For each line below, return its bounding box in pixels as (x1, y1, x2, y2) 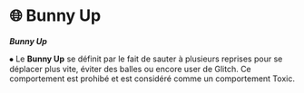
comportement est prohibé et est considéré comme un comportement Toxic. (9, 73, 295, 84)
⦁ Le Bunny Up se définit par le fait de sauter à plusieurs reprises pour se (9, 53, 283, 64)
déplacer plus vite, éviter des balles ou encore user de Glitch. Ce (9, 63, 251, 74)
